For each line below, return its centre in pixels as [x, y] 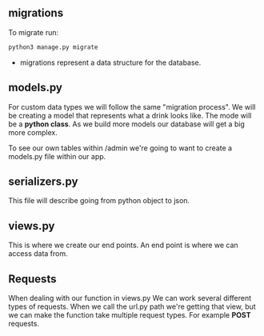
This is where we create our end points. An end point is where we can [123, 245]
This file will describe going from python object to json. [99, 201]
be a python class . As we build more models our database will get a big [127, 124]
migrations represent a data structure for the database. [110, 62]
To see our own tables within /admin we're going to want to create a [120, 148]
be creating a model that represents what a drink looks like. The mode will [130, 115]
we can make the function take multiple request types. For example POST [130, 314]
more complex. [33, 132]
